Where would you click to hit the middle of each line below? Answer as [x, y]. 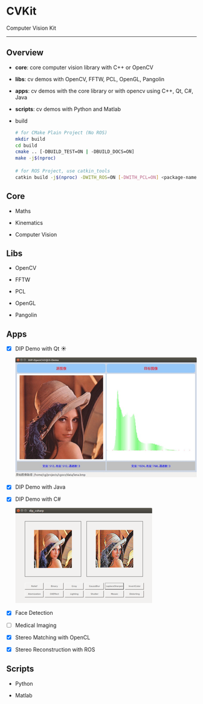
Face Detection [34, 613]
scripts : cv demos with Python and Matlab [68, 109]
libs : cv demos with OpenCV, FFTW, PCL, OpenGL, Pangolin [90, 79]
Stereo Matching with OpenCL [53, 637]
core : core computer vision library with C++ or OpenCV [84, 67]
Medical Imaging [36, 625]
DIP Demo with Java [40, 487]
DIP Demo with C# [38, 499]
